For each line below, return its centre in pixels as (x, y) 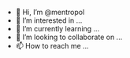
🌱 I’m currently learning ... (58, 29)
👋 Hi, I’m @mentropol (50, 12)
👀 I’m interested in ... (49, 20)
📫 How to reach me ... (52, 46)
